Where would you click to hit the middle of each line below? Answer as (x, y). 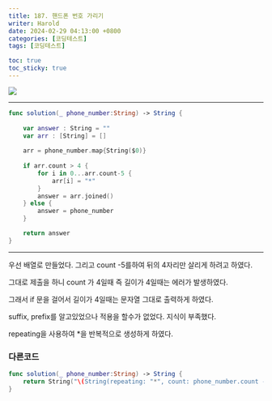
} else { (38, 203)
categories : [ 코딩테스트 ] (48, 38)
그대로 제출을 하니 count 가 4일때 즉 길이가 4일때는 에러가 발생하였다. (118, 282)
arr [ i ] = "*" (73, 181)
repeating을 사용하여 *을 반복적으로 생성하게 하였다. (91, 334)
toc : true (25, 61)
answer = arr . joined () (76, 196)
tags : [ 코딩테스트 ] (37, 46)
